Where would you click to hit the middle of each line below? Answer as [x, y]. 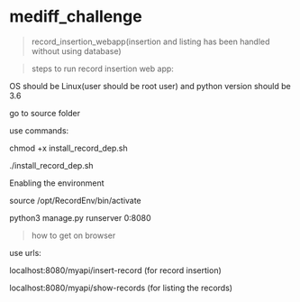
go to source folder [45, 113]
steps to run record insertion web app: [102, 69]
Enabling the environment [57, 183]
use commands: [39, 130]
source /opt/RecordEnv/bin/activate [75, 200]
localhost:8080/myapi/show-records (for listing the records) [121, 288]
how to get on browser [73, 235]
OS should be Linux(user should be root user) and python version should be [150, 86]
